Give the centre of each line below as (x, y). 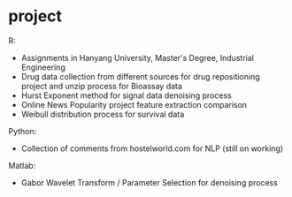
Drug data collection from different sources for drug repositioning (140, 76)
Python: (23, 131)
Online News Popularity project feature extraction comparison (134, 104)
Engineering (43, 67)
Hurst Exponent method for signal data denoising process (126, 95)
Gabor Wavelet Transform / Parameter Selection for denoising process (149, 182)
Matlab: (22, 165)
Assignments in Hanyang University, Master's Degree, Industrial (137, 57)
